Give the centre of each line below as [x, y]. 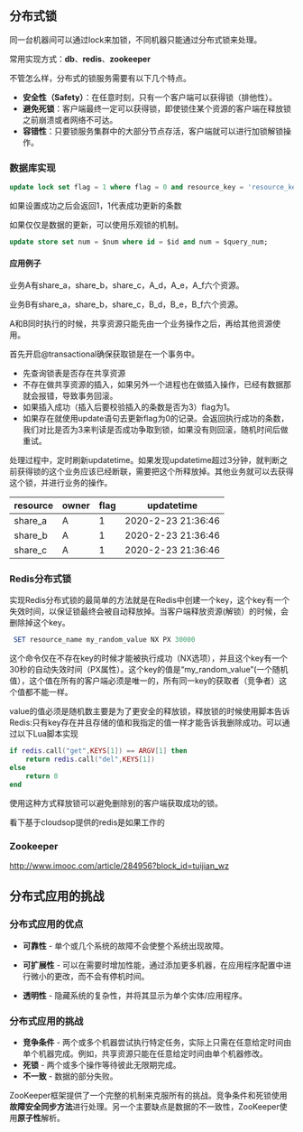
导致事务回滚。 [90, 396]
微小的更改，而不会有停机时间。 [90, 976]
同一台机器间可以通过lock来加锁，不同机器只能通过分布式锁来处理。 [136, 40]
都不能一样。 [49, 692]
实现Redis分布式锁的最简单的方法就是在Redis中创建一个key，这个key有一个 [150, 600]
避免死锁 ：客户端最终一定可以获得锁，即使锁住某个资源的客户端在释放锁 [156, 108]
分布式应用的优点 [46, 924]
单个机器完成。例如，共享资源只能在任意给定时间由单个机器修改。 [145, 1053]
